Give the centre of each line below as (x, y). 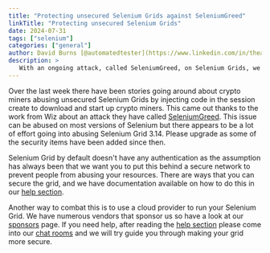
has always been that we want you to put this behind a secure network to (129, 166)
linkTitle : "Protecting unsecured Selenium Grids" (95, 23)
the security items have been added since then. (87, 142)
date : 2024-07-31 (37, 31)
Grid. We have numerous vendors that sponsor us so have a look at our (126, 216)
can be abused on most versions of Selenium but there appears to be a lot (131, 124)
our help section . (36, 192)
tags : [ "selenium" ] (41, 38)
